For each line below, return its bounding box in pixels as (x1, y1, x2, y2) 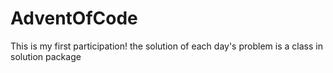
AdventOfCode (10, 7, 138, 30)
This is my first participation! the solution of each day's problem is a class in (10, 40, 323, 52)
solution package (10, 50, 82, 62)
